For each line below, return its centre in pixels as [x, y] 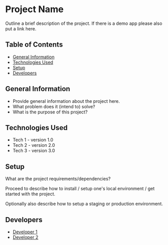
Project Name [35, 9]
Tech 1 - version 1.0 [33, 140]
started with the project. [30, 194]
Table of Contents [34, 45]
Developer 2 [25, 237]
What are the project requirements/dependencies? [58, 179]
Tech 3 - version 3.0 [34, 151]
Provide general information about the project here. [66, 101]
